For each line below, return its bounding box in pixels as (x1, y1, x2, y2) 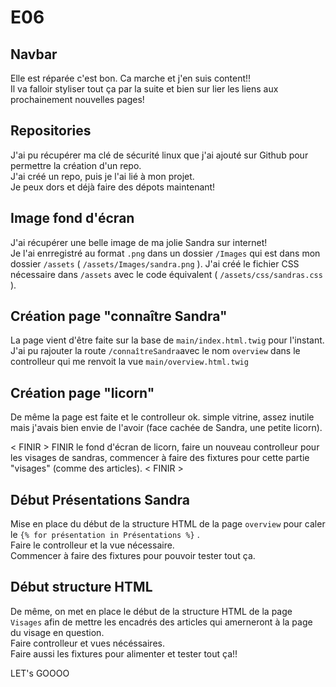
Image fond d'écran (10, 210, 135, 227)
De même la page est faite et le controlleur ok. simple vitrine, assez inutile (10, 411, 315, 423)
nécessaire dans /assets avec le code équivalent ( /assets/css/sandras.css (10, 268, 323, 280)
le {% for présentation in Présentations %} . (10, 529, 200, 541)
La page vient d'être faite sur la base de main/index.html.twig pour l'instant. (10, 334, 325, 346)
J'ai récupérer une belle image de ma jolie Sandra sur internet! (10, 236, 268, 248)
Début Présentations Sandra (10, 491, 190, 508)
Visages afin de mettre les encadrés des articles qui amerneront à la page (10, 616, 313, 628)
